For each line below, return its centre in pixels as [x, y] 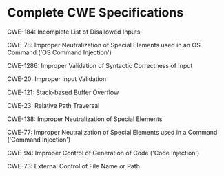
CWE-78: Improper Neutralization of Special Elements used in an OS [104, 45]
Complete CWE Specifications [95, 13]
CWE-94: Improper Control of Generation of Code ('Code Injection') [103, 153]
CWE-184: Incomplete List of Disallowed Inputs [74, 32]
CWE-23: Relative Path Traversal [53, 105]
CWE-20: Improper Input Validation [57, 79]
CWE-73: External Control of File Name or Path [73, 166]
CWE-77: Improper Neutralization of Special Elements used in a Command [112, 132]
